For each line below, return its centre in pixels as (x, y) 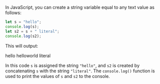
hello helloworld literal (28, 56)
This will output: (22, 46)
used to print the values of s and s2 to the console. (58, 76)
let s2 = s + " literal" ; (32, 31)
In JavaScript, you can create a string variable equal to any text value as (80, 7)
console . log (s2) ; (23, 36)
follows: (13, 13)
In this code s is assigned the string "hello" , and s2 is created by (72, 65)
